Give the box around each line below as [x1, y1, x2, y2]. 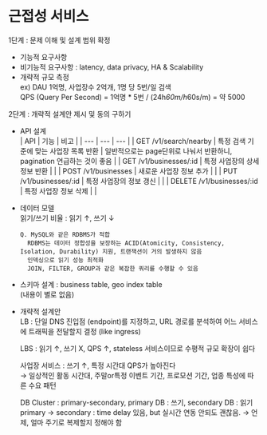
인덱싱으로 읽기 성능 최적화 [27, 256, 104, 264]
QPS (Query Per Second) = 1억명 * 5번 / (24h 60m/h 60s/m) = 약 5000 [19, 92, 245, 102]
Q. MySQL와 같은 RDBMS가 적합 [19, 230, 110, 238]
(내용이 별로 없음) [19, 289, 75, 299]
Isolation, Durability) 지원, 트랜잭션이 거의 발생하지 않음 [19, 247, 202, 256]
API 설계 [19, 126, 46, 136]
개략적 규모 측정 [19, 72, 69, 82]
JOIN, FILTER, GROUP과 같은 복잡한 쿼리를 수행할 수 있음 [27, 265, 199, 273]
